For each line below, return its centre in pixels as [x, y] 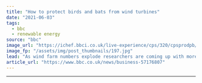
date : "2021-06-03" [31, 17]
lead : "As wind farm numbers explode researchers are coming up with [95, 57]
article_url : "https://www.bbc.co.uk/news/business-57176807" [86, 62]
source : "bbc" [24, 40]
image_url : [20, 46]
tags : [13, 23]
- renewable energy [36, 34]
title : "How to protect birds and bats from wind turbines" [83, 12]
